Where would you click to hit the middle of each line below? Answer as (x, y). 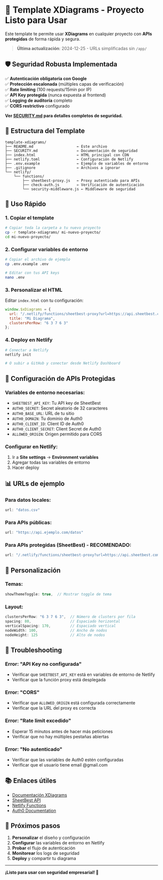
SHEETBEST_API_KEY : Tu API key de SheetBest (56, 403)
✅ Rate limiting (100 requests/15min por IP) (49, 89)
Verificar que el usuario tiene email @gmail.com (60, 765)
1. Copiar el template (30, 218)
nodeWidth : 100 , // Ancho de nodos (56, 630)
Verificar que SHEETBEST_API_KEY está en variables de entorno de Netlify (83, 674)
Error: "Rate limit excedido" (38, 721)
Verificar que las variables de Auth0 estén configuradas (68, 760)
